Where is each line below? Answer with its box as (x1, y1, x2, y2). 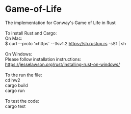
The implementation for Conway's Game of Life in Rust (5, 20, 116, 26)
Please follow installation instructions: (5, 56, 81, 62)
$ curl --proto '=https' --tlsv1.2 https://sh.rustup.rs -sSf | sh (5, 40, 126, 46)
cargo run (5, 87, 25, 93)
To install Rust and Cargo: (5, 30, 57, 36)
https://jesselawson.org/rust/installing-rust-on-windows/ (5, 61, 120, 67)
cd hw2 (5, 77, 21, 83)
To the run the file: (5, 72, 43, 78)
